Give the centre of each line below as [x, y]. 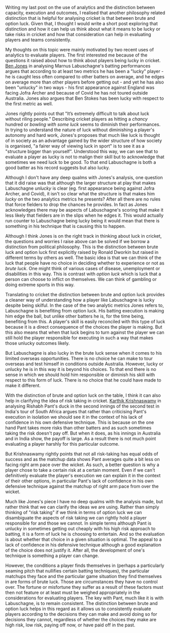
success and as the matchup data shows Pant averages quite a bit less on [82, 459]
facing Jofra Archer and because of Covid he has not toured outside [77, 93]
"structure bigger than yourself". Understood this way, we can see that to [82, 151]
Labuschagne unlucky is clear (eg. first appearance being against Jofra [80, 188]
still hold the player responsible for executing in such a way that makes [79, 338]
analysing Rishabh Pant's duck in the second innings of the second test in [82, 406]
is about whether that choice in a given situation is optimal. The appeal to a [83, 539]
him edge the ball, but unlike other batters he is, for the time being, [75, 316]
